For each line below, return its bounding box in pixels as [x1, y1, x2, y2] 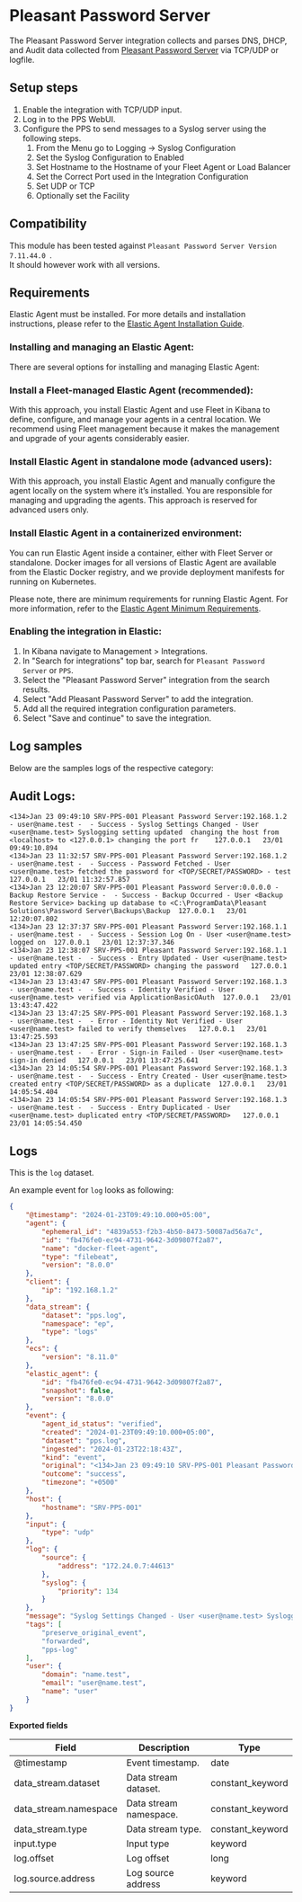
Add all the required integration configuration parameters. [22, 703, 236, 714]
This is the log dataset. [9, 1168, 94, 1178]
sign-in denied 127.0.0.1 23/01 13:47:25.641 [9, 1056, 200, 1065]
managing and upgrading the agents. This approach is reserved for [9, 495, 258, 506]
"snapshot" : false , [41, 1386, 115, 1395]
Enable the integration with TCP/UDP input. [22, 104, 182, 115]
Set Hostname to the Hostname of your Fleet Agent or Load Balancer [35, 161, 291, 172]
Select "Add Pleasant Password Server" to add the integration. [22, 693, 253, 704]
